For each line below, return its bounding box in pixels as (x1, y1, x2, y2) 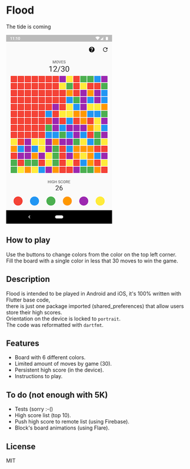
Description (6, 274, 50, 284)
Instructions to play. (14, 373, 63, 380)
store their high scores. (6, 309, 62, 316)
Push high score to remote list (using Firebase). (14, 418, 129, 425)
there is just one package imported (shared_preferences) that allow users (6, 302, 184, 310)
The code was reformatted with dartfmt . (6, 321, 104, 328)
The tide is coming (6, 23, 51, 30)
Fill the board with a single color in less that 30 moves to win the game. (6, 257, 178, 264)
